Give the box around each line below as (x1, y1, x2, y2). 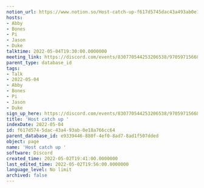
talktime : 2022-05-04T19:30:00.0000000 (6, 49, 107, 55)
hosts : (6, 15, 23, 21)
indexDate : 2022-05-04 (6, 122, 64, 128)
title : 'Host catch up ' (6, 116, 69, 122)
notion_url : (6, 8, 36, 15)
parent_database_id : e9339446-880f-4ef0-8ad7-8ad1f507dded (6, 133, 159, 139)
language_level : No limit (6, 167, 72, 173)
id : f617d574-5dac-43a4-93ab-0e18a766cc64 (6, 127, 115, 133)
